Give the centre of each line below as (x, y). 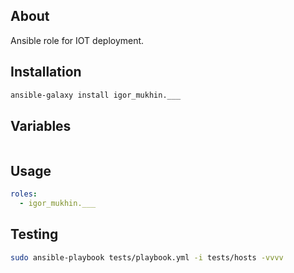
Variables (41, 125)
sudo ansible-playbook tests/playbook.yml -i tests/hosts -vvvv (147, 257)
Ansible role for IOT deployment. (77, 40)
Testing (34, 234)
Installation (46, 72)
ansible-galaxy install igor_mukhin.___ (96, 95)
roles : (24, 194)
